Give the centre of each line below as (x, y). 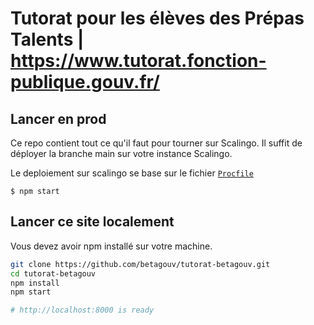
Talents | (47, 39)
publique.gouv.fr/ (85, 82)
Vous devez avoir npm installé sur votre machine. (111, 246)
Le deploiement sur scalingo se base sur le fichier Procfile (132, 173)
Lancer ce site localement (92, 222)
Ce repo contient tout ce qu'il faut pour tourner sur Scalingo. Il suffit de (156, 143)
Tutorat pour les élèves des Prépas (157, 18)
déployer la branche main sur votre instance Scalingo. (121, 153)
